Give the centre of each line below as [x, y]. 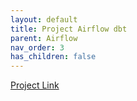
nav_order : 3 [37, 47]
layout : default [44, 19]
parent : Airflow [44, 38]
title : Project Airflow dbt [69, 29]
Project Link [35, 85]
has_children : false [53, 57]
